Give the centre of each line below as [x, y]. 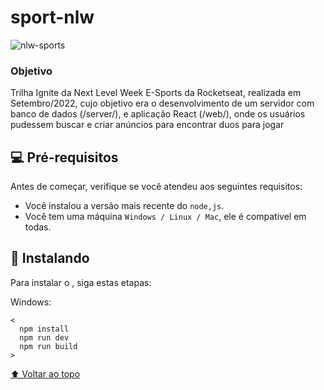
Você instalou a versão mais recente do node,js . [124, 206]
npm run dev [44, 337]
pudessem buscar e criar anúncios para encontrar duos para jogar [147, 125]
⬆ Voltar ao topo [45, 373]
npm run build [48, 346]
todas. [38, 227]
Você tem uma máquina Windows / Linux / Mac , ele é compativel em [165, 217]
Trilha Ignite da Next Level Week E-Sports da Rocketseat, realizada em [156, 93]
